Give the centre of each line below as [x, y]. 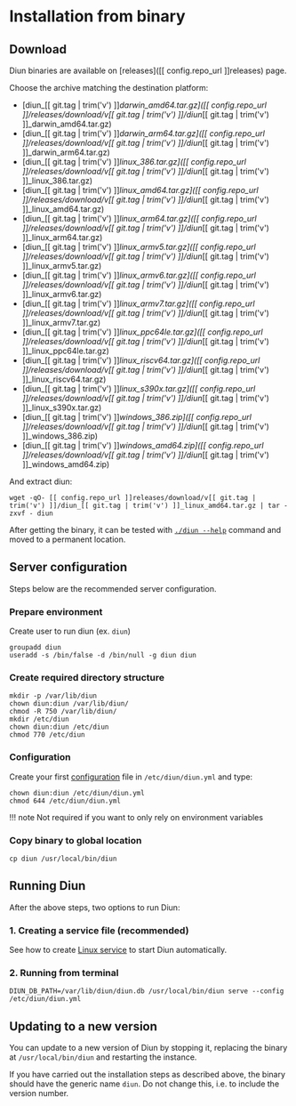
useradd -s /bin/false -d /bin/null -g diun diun [103, 656]
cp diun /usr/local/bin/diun [63, 859]
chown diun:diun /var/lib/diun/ [69, 704]
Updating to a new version [84, 1026]
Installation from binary [97, 16]
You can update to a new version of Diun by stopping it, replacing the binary [148, 1048]
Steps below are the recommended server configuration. [113, 588]
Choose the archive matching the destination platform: [109, 88]
